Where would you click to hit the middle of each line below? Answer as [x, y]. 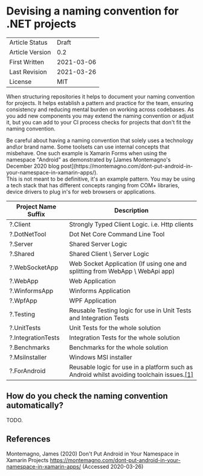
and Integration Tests [99, 318]
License [21, 82]
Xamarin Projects [27, 460]
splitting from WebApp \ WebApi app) [122, 271]
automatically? [35, 406]
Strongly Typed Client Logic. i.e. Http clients [131, 224]
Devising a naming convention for [93, 11]
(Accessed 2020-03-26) [113, 466]
